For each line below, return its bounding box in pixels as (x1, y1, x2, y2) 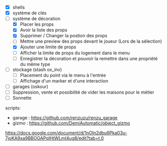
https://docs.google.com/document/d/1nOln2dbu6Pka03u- (5, 130, 127, 135)
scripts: (5, 105, 21, 111)
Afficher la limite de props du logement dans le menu (20, 50, 130, 56)
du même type (20, 61, 50, 67)
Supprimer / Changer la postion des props (20, 33, 108, 39)
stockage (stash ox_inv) (12, 66, 62, 72)
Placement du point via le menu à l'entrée (20, 72, 107, 78)
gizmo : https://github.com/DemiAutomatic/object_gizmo (12, 120, 130, 126)
